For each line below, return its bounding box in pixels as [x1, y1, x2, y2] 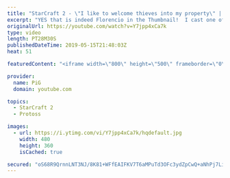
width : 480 [19, 136, 51, 142]
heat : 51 [7, 49, 32, 55]
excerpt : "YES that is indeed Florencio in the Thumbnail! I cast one [7, 16, 216, 23]
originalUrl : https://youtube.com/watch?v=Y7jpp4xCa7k [7, 23, 167, 29]
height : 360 [19, 142, 53, 149]
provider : [7, 73, 36, 79]
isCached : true [19, 149, 63, 155]
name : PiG [13, 79, 41, 86]
